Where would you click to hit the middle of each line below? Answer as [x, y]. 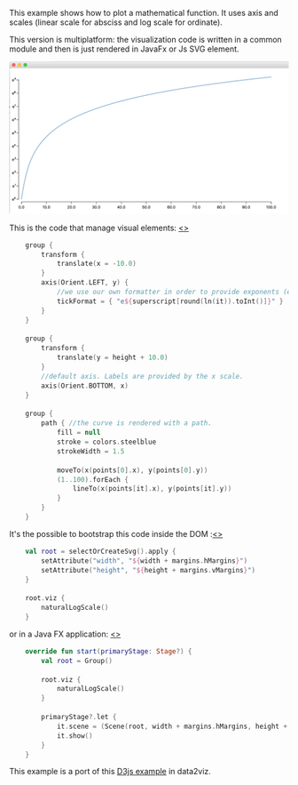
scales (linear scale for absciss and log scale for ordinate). [116, 22]
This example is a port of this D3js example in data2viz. [110, 772]
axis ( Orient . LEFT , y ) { [85, 283]
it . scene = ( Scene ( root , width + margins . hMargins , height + [172, 726]
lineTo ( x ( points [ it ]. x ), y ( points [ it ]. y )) [152, 489]
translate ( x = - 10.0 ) [97, 264]
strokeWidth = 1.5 [90, 451]
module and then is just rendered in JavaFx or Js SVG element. [124, 49]
